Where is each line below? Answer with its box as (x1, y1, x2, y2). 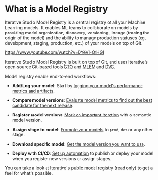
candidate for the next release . (12, 102, 74, 108)
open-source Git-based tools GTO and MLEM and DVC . (5, 64, 115, 70)
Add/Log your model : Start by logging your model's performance (12, 82, 143, 88)
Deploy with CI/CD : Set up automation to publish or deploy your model (12, 150, 154, 156)
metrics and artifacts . (12, 88, 55, 94)
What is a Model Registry (5, 3, 108, 15)
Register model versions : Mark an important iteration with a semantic (12, 112, 152, 117)
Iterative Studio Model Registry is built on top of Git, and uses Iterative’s (5, 59, 148, 65)
